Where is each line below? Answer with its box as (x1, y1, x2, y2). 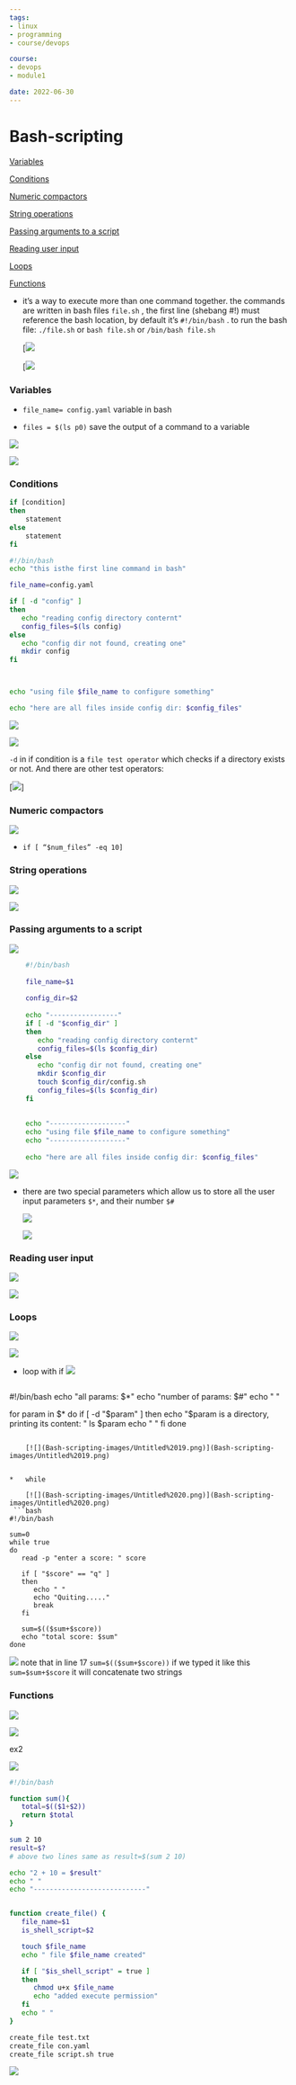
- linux (9, 22, 39, 31)
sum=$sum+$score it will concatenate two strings (9, 1667, 183, 1678)
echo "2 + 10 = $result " (9, 1868, 102, 1877)
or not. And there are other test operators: (9, 763, 164, 774)
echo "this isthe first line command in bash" (9, 564, 187, 574)
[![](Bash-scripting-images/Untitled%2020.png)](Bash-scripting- (25, 1490, 275, 1500)
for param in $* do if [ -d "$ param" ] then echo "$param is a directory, (9, 1409, 269, 1419)
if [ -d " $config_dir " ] (25, 1018, 118, 1028)
